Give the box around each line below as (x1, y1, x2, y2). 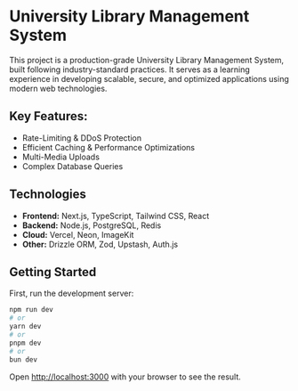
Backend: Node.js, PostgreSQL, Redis (21, 220, 162, 231)
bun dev (9, 354, 38, 364)
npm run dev (9, 305, 53, 314)
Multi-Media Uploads (21, 151, 101, 162)
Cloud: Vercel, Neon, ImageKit (21, 229, 134, 240)
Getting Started (9, 265, 97, 280)
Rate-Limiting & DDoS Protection (21, 132, 142, 143)
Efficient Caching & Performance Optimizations (21, 142, 196, 152)
